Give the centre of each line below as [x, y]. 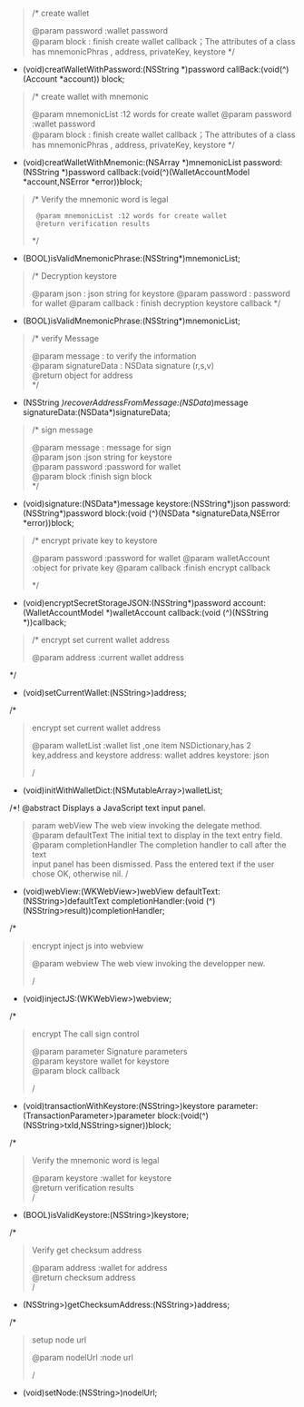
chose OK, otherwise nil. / [80, 874]
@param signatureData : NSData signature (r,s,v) [123, 366]
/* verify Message [65, 338]
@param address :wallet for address [99, 1268]
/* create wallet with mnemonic [90, 96]
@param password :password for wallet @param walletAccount [151, 558]
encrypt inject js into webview [87, 946]
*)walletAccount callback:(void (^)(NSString [187, 613]
